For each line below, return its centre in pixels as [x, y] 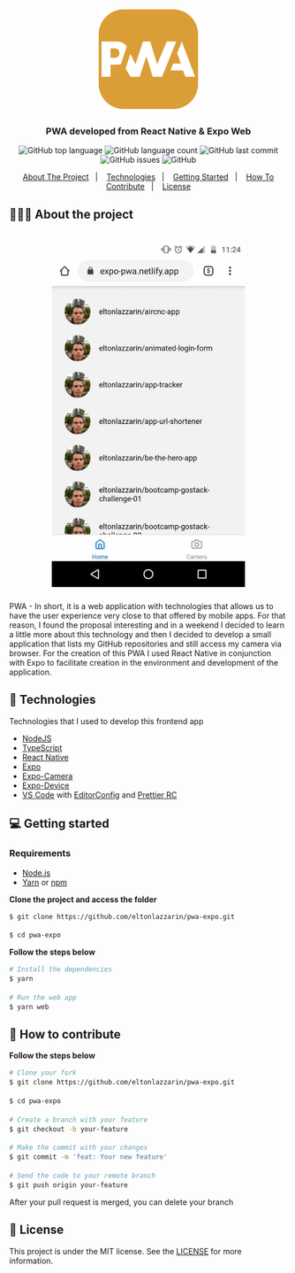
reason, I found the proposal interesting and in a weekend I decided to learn [147, 625]
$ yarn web [29, 1007]
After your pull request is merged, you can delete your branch [121, 1202]
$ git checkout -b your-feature [68, 1129]
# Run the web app [43, 997]
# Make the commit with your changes [79, 1148]
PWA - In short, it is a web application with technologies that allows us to [141, 606]
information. [31, 1261]
